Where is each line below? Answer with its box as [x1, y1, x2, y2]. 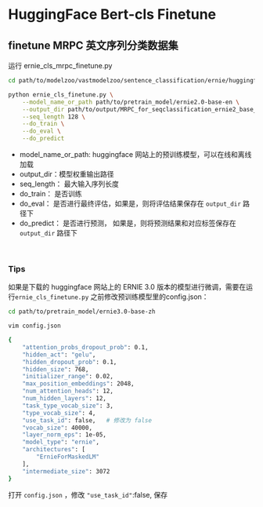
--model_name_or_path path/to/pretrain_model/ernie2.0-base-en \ [22, 98, 240, 106]
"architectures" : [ [22, 446, 86, 454]
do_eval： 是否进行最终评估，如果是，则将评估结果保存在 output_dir [19, 199, 241, 208]
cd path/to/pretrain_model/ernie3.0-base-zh [8, 308, 156, 316]
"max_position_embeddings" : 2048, [22, 380, 135, 388]
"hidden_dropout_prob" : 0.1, [22, 358, 117, 366]
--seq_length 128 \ [22, 112, 86, 121]
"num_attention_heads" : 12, [22, 387, 113, 396]
